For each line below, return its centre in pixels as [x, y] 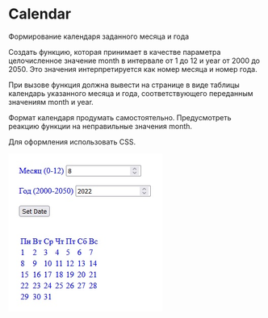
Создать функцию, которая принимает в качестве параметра [115, 52]
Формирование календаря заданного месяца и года [99, 36]
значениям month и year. [51, 102]
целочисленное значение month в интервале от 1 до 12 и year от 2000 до [134, 61]
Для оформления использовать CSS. [72, 141]
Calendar [40, 14]
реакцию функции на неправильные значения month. [100, 126]
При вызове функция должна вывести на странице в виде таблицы [124, 85]
